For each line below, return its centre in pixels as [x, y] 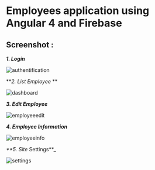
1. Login [15, 59]
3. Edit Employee [27, 104]
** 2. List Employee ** [32, 81]
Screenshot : [30, 45]
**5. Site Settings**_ [31, 149]
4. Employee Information [37, 126]
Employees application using [78, 11]
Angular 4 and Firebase [64, 23]
